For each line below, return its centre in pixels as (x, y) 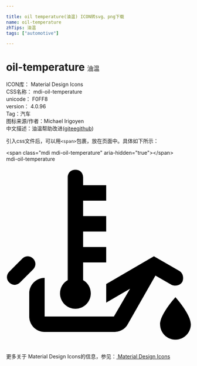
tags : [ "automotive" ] (33, 33)
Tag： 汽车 (18, 114)
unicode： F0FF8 (27, 99)
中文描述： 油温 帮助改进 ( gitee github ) (50, 129)
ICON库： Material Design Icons (45, 84)
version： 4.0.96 (26, 107)
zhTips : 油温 (21, 28)
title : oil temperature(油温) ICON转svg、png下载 (65, 16)
